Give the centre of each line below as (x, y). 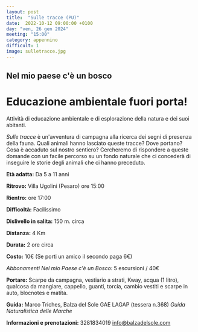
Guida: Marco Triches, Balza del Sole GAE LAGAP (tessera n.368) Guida (96, 305)
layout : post (23, 12)
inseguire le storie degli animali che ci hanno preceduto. (76, 163)
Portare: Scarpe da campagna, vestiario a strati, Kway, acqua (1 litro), (93, 280)
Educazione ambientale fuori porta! (97, 102)
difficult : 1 (23, 46)
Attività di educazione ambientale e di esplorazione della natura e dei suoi (98, 119)
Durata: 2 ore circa (30, 245)
